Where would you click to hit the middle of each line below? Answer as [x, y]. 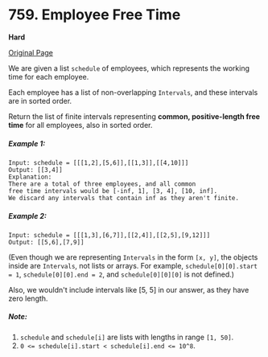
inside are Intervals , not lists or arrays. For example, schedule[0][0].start [133, 265]
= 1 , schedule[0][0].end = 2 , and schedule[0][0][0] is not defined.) [122, 274]
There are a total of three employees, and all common [102, 184]
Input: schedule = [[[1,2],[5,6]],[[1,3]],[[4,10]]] [99, 162]
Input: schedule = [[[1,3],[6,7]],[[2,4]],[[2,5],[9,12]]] [109, 235]
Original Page [31, 52]
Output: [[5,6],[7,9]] [46, 242]
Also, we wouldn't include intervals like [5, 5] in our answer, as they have [129, 289]
